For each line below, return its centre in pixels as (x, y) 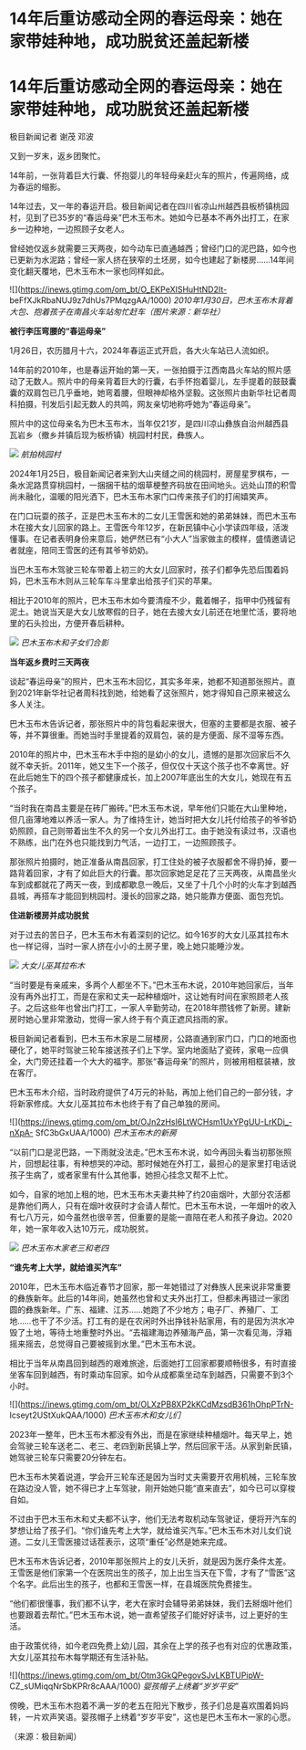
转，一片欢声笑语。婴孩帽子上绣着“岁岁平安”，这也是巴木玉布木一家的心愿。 (153, 1717)
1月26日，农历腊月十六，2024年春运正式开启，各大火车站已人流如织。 (142, 351)
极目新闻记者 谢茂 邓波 (51, 137)
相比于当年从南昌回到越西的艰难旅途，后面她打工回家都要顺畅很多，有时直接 (153, 1363)
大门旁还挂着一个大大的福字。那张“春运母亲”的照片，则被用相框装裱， (157, 1062)
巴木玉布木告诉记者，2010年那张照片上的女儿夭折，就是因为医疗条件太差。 (150, 1561)
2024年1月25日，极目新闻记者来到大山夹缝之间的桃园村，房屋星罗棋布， (146, 474)
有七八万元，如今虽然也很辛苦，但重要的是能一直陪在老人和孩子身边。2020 (151, 1217)
